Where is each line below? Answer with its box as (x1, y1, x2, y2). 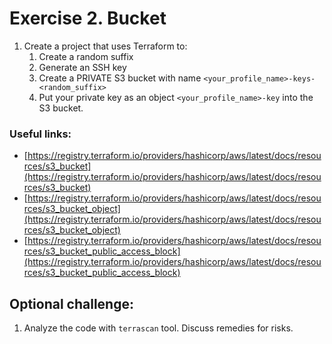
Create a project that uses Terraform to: (23, 40, 188, 52)
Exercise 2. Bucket (9, 7, 167, 30)
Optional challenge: (9, 295, 134, 312)
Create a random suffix (38, 50, 134, 62)
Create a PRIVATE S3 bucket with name (38, 72, 202, 84)
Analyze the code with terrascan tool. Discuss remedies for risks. (23, 322, 294, 334)
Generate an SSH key (38, 61, 127, 73)
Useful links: (9, 127, 72, 141)
